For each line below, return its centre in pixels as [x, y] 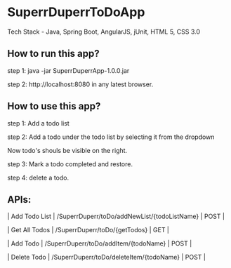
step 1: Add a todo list [39, 123]
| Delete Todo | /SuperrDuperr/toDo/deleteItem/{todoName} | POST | [106, 257]
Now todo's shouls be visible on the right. [67, 150]
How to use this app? [54, 106]
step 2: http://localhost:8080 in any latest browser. [80, 84]
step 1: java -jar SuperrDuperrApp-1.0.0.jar [68, 70]
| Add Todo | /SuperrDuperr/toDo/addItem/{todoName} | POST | [100, 243]
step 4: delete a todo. [38, 177]
